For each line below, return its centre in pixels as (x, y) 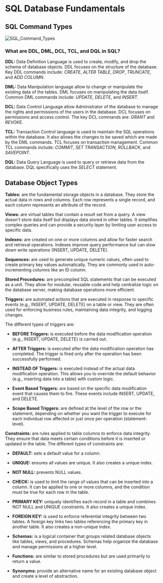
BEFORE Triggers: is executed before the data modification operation (82, 334)
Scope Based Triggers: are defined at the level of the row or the (77, 408)
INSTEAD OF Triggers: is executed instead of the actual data (73, 368)
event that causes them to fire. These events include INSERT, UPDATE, (83, 394)
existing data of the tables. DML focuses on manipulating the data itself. (77, 92)
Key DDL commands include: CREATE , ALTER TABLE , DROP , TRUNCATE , (78, 72)
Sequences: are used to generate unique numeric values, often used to (77, 260)
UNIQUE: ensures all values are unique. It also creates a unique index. (82, 463)
